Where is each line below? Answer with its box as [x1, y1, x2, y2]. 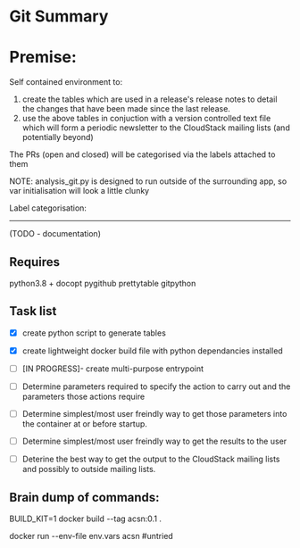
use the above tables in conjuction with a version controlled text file [21, 113, 271, 124]
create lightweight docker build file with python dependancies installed [21, 345, 283, 356]
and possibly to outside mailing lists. [21, 464, 156, 475]
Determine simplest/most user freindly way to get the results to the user [21, 436, 287, 447]
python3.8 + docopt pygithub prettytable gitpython [9, 278, 196, 288]
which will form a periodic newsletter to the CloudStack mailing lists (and [21, 122, 290, 133]
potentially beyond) [21, 132, 94, 143]
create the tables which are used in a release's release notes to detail [21, 94, 278, 104]
